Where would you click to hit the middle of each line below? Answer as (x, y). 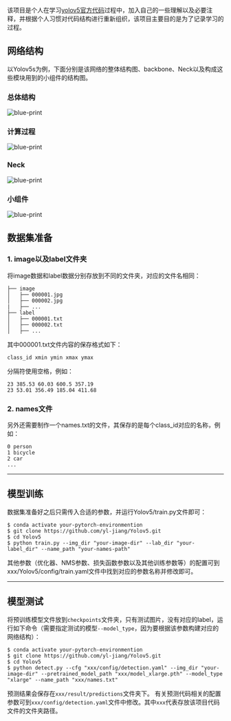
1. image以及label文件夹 (47, 259)
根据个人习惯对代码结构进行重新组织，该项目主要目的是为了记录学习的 (124, 19)
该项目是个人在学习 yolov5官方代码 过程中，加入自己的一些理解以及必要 (107, 10)
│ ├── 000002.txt (35, 325)
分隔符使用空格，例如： (40, 371)
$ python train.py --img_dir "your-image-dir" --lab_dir (90, 543)
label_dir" (23, 549)
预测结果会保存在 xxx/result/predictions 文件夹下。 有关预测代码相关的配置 (114, 693)
